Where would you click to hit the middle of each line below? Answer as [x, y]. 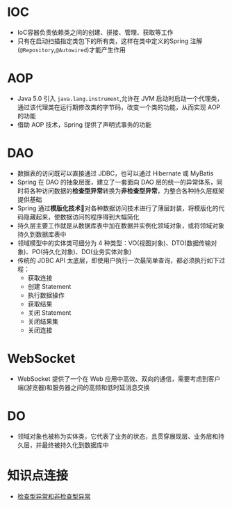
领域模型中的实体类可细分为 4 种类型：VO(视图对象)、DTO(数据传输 [114, 243]
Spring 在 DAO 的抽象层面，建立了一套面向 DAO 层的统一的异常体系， [117, 182]
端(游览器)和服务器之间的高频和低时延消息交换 [84, 387]
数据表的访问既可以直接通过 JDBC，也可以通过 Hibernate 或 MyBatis [115, 173]
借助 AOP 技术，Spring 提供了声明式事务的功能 [84, 124]
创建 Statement [49, 286]
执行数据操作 [46, 295]
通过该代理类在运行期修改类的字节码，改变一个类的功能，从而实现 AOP [119, 107]
